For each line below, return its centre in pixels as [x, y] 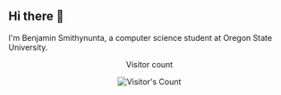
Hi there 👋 [36, 16]
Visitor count [149, 64]
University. [28, 47]
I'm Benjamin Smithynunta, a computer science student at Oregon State [140, 37]
